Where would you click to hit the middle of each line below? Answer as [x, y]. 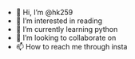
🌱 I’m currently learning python [67, 29]
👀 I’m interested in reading [59, 21]
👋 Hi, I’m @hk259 [44, 12]
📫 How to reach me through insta [71, 47]
